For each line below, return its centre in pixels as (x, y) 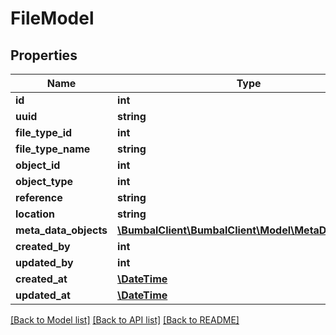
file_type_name (53, 149)
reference (39, 197)
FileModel (52, 18)
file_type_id (44, 132)
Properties (44, 55)
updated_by (44, 262)
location (35, 214)
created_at (41, 279)
